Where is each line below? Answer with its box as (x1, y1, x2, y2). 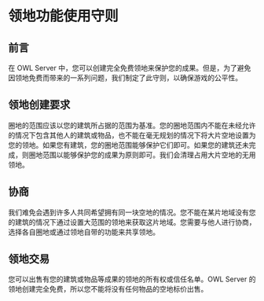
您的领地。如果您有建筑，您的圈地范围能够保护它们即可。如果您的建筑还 (8, 140, 242, 149)
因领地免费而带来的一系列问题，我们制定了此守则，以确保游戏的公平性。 (8, 73, 242, 83)
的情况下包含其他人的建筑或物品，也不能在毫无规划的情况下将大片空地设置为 (8, 130, 256, 140)
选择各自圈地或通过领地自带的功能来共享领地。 (8, 227, 159, 237)
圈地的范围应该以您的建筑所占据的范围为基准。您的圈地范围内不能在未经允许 (8, 120, 256, 130)
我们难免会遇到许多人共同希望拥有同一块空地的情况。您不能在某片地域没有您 (8, 207, 256, 217)
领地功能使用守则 (8, 7, 119, 25)
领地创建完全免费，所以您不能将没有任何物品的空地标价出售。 (8, 284, 208, 294)
